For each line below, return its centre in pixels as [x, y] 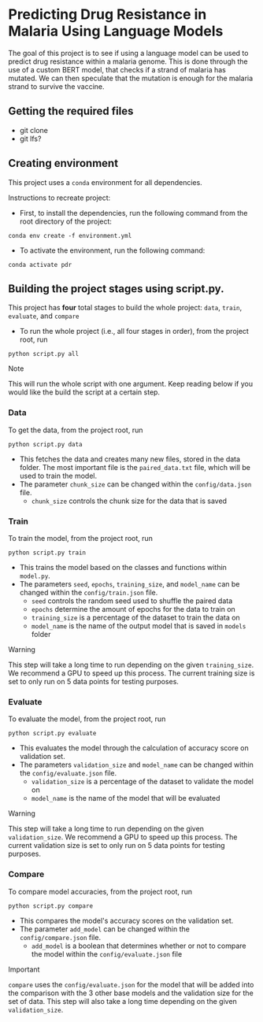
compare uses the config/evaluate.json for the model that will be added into [131, 984]
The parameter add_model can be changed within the [105, 929]
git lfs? [30, 139]
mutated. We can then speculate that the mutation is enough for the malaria [131, 78]
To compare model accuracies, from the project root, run [100, 891]
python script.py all [44, 354]
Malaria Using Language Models [116, 31]
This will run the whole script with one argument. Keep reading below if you [131, 384]
